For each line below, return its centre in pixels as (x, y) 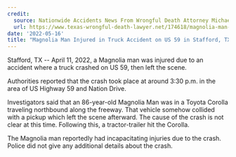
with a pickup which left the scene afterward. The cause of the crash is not (116, 118)
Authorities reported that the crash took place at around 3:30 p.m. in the (112, 81)
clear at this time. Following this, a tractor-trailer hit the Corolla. (98, 125)
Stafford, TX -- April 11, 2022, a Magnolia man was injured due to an (105, 60)
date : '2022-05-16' (36, 33)
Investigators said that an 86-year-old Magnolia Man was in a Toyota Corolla (118, 102)
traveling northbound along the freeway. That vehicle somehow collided (111, 110)
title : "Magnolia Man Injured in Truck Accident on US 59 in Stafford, (114, 40)
